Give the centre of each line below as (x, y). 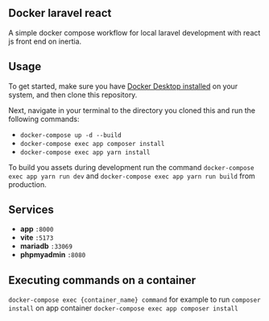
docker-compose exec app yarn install (85, 152)
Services (31, 210)
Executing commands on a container (102, 280)
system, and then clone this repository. (73, 94)
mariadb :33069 (46, 246)
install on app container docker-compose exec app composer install (124, 308)
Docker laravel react (60, 13)
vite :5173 (37, 238)
